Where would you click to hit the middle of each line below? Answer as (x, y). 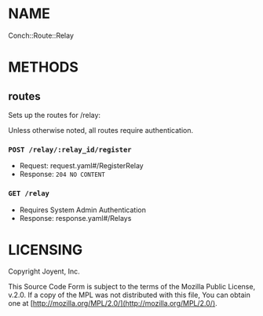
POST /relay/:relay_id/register (70, 149)
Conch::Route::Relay (41, 35)
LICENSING (46, 250)
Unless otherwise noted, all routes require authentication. (101, 130)
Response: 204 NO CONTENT (62, 175)
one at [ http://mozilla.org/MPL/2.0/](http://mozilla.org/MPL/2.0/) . (113, 303)
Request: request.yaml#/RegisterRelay (81, 166)
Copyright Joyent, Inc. (44, 271)
